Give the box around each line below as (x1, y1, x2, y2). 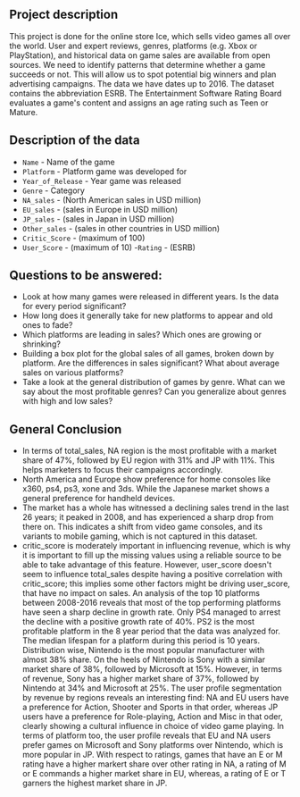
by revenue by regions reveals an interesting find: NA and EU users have (21, 692, 289, 703)
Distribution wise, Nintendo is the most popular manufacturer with (21, 645, 265, 656)
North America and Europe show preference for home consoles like (21, 474, 271, 485)
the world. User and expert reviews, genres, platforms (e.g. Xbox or (9, 40, 257, 51)
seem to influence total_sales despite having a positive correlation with (21, 569, 283, 580)
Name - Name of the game (21, 156, 115, 167)
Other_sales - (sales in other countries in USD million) (21, 222, 221, 233)
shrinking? (21, 339, 61, 349)
